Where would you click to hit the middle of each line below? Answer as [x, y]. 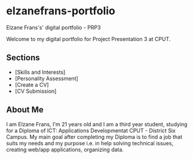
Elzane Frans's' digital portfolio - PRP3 [53, 27]
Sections [23, 58]
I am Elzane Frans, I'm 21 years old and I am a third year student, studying [97, 124]
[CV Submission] [36, 91]
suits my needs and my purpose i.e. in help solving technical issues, [90, 143]
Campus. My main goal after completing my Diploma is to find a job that [94, 137]
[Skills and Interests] [40, 72]
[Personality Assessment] [47, 78]
